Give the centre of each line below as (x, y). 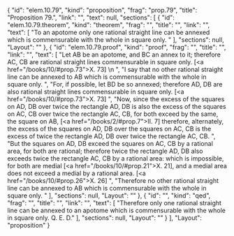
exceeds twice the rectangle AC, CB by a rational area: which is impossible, (116, 158)
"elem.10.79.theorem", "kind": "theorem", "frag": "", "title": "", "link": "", (109, 25)
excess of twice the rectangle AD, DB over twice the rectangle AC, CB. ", (111, 136)
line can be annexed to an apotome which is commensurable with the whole (116, 210)
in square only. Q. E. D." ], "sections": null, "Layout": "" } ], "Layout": (105, 218)
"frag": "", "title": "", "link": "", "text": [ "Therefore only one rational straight (115, 203)
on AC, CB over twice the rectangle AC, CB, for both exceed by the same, (113, 114)
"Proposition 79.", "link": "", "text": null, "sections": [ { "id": (91, 17)
